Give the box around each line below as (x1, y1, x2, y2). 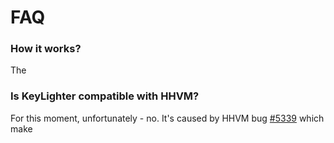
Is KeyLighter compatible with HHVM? (10, 89, 200, 103)
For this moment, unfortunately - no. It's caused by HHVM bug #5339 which (10, 112, 325, 124)
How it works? (10, 42, 82, 56)
